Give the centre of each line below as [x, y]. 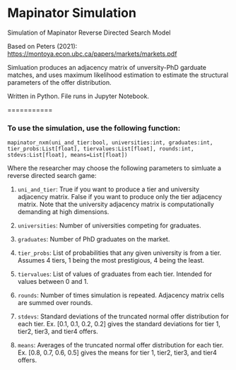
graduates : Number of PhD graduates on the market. [94, 239]
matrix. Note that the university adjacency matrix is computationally [116, 204]
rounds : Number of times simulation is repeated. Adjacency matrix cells [121, 295]
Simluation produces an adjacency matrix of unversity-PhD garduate [107, 67]
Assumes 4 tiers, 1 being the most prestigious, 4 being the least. [111, 261]
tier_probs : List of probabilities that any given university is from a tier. [119, 253]
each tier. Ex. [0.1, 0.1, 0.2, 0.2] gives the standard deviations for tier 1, [119, 324]
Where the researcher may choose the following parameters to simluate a [114, 168]
